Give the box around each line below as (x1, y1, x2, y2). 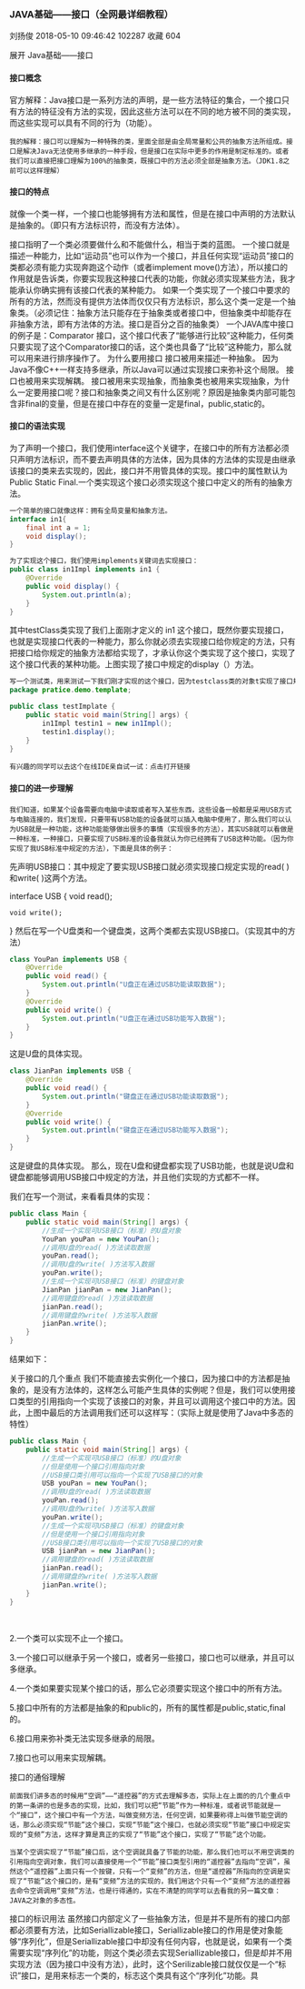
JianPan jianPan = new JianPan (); (42, 1285, 172, 1294)
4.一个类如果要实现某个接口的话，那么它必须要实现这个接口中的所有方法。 (9, 1682, 288, 1693)
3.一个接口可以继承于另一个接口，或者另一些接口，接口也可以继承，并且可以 (9, 1651, 295, 1662)
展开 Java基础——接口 (9, 50, 93, 61)
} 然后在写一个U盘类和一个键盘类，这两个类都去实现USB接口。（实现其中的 (9, 925, 288, 936)
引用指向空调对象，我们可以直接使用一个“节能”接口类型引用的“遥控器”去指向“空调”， (9, 1857, 284, 1866)
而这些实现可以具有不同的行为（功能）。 (9, 116, 157, 128)
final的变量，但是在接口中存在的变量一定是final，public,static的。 (25, 398, 271, 409)
